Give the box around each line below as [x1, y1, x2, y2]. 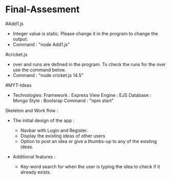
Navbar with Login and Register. [20, 127, 88, 133]
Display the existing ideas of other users [20, 132, 105, 139]
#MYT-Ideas [5, 82, 32, 88]
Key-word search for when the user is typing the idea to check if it [20, 163, 160, 170]
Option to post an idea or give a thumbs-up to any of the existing [20, 138, 157, 144]
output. [12, 36, 28, 42]
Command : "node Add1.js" [12, 41, 70, 47]
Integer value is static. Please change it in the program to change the [12, 30, 158, 36]
